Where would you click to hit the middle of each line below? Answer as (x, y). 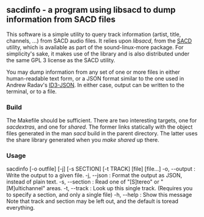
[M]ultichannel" (26, 188)
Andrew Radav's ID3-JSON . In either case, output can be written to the (96, 85)
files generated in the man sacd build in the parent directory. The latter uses (102, 133)
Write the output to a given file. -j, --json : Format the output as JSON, (94, 176)
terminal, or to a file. (31, 91)
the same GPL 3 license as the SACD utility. (61, 60)
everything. (21, 208)
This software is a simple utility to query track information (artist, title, (94, 34)
